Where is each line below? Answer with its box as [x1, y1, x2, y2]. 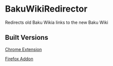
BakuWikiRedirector [5, 3, 88, 15]
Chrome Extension [5, 46, 42, 52]
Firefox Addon [5, 56, 33, 62]
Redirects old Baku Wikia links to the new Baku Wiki [5, 19, 108, 25]
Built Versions [5, 33, 48, 42]
